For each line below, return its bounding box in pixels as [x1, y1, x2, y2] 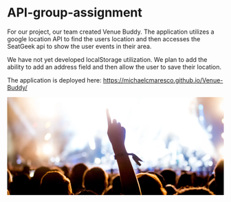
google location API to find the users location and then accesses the [7, 34, 201, 43]
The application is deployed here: [7, 76, 102, 84]
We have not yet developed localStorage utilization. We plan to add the [7, 55, 208, 63]
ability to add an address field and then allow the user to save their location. [7, 63, 222, 71]
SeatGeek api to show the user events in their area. [7, 42, 152, 50]
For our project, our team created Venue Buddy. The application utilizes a [7, 27, 214, 36]
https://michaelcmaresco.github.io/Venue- [102, 76, 223, 84]
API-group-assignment [7, 5, 143, 21]
